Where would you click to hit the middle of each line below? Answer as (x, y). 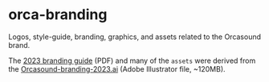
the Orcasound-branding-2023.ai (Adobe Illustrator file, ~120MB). (117, 68)
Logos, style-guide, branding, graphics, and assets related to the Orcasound (135, 37)
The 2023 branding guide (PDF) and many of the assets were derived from (132, 61)
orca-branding (58, 15)
